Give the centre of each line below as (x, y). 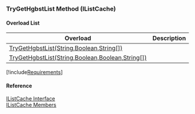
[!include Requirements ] (34, 72)
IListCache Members (31, 105)
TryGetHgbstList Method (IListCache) (61, 9)
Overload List (23, 23)
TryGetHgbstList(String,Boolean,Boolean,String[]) (78, 58)
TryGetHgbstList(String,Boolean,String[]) (66, 48)
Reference (19, 85)
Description (169, 38)
